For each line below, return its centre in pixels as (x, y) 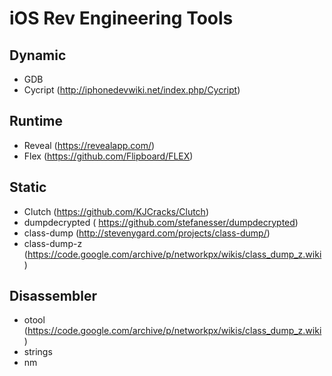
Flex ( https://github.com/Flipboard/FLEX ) (108, 156)
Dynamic (38, 55)
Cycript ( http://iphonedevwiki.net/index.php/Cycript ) (132, 90)
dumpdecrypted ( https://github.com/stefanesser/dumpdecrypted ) (161, 222)
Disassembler (53, 296)
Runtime (36, 121)
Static (28, 187)
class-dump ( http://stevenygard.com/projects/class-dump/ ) (147, 233)
